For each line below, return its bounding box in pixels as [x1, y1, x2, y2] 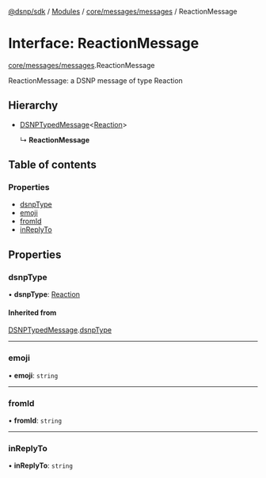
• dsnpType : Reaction [8, 290, 81, 299]
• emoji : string [8, 370, 59, 380]
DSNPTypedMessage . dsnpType [8, 325, 112, 335]
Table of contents [8, 158, 97, 172]
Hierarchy [8, 99, 59, 112]
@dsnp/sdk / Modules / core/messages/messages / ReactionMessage [8, 7, 237, 16]
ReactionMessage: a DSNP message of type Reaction [8, 75, 184, 85]
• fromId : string [8, 415, 62, 425]
